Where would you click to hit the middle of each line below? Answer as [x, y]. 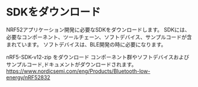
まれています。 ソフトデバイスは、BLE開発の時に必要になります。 [86, 44]
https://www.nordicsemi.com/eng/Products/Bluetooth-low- [78, 71]
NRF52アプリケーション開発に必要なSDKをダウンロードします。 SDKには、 [98, 30]
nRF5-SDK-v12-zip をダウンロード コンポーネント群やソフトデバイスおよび [98, 57]
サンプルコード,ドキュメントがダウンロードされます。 [71, 64]
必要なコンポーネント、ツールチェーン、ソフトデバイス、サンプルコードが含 [99, 37]
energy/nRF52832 [28, 77]
